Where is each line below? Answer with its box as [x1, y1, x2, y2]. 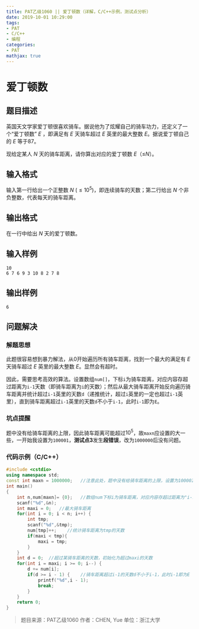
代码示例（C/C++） [6, 453, 62, 461]
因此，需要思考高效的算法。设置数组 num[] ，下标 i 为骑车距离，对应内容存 [6, 376, 183, 383]
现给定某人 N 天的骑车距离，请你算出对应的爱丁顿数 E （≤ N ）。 [6, 150, 158, 158]
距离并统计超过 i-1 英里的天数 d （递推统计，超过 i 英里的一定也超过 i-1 [11, 391, 178, 398]
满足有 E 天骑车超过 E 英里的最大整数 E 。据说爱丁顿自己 [53, 130, 190, 137]
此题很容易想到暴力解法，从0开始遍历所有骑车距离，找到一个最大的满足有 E [6, 356, 191, 363]
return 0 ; [17, 599, 41, 605]
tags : [6, 20, 20, 26]
